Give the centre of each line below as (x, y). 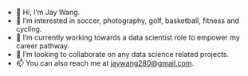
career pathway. (43, 46)
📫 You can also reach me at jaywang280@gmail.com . (105, 63)
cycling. (29, 29)
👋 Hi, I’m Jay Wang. (48, 12)
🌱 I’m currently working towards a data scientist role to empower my (128, 37)
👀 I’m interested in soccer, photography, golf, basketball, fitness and (127, 21)
